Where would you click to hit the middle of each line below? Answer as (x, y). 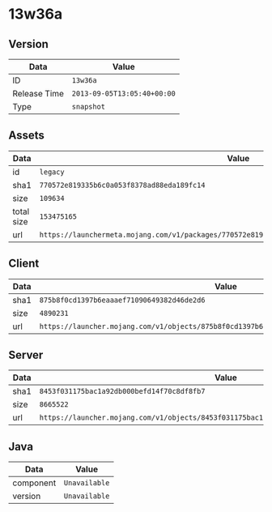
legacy (52, 172)
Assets (26, 136)
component (34, 483)
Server (26, 355)
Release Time (38, 94)
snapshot (88, 107)
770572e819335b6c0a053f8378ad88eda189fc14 (122, 185)
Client (24, 264)
